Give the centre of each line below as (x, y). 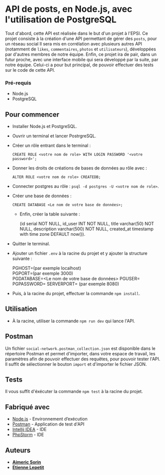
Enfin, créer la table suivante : (50, 214)
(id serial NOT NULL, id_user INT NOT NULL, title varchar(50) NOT (87, 224)
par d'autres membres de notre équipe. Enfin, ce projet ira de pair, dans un (81, 54)
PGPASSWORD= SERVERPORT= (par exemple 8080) (66, 284)
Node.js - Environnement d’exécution (50, 419)
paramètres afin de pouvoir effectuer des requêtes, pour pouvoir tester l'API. (83, 359)
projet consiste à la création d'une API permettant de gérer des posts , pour (81, 39)
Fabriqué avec (28, 407)
